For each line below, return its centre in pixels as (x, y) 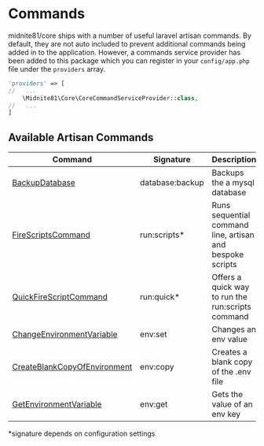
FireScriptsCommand (51, 235)
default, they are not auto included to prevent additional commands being (127, 43)
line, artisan (233, 235)
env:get (154, 404)
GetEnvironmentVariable (57, 404)
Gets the (227, 395)
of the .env (231, 372)
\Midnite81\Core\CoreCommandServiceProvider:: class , (110, 98)
